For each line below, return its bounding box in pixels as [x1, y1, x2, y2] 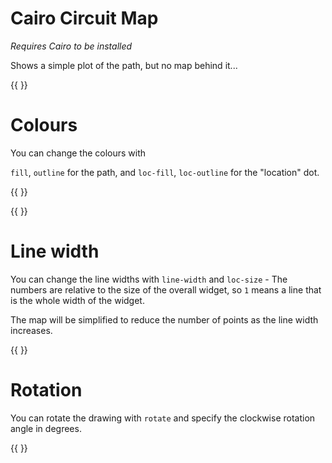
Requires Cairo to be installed [10, 40, 133, 52]
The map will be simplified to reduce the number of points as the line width [10, 313, 319, 326]
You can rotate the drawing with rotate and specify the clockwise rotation [10, 412, 316, 424]
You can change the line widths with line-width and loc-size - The [10, 273, 288, 285]
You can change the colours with [10, 147, 147, 159]
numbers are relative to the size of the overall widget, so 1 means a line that [10, 283, 322, 296]
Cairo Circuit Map [10, 7, 159, 30]
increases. [10, 324, 53, 336]
